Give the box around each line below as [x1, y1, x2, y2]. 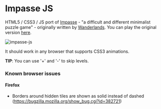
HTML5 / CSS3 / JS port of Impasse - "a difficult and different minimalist [5, 19, 151, 25]
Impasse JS [5, 3, 53, 14]
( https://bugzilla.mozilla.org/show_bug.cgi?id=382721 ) [12, 98, 122, 104]
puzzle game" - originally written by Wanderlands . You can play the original [5, 24, 157, 30]
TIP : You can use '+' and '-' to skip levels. [5, 58, 89, 64]
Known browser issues [5, 70, 61, 77]
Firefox [5, 82, 20, 88]
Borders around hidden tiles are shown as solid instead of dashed [12, 93, 144, 99]
